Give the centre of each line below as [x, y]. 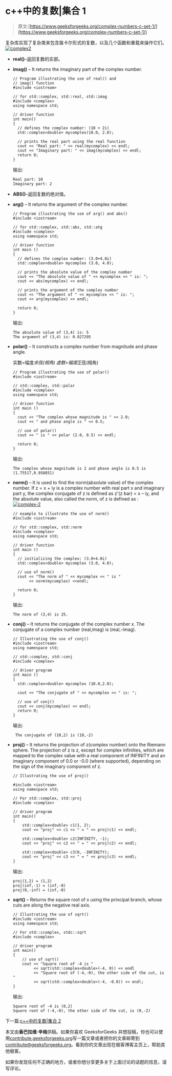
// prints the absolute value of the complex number [75, 272]
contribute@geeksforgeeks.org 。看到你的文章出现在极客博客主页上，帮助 [83, 1044]
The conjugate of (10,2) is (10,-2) [54, 735]
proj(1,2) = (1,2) [32, 881]
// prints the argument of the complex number [68, 290]
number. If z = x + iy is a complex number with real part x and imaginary [89, 488]
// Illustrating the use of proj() [51, 776]
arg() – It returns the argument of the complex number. [70, 204]
